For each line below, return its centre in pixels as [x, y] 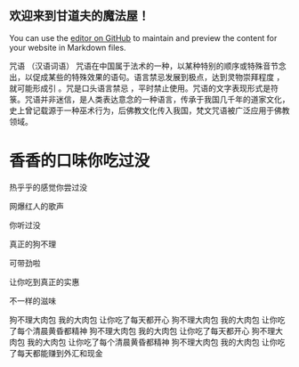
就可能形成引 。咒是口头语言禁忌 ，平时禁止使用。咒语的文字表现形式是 [140, 88]
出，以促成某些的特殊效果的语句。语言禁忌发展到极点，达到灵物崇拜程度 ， [147, 77]
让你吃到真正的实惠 [44, 281]
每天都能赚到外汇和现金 [60, 353]
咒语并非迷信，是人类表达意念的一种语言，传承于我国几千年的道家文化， [157, 99]
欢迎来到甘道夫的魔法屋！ [79, 16]
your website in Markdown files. [68, 47]
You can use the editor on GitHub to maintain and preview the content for [143, 37]
